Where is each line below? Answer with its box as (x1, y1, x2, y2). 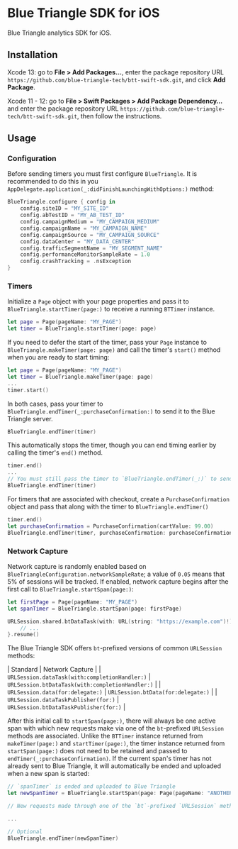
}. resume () (7, 631, 40, 638)
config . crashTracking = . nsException (20, 257, 132, 265)
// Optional (7, 828, 42, 835)
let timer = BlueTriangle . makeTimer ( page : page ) (7, 373, 154, 380)
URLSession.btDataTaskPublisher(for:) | (7, 703, 126, 711)
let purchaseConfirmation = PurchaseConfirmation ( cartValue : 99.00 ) (7, 523, 214, 530)
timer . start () (7, 387, 50, 394)
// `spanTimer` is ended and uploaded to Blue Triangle (7, 783, 176, 790)
